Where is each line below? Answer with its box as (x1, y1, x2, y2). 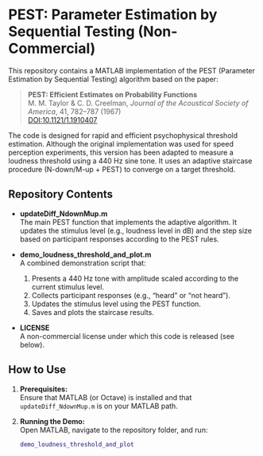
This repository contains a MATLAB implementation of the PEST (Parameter (8, 65, 256, 75)
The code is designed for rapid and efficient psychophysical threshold (8, 130, 238, 140)
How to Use (8, 363, 67, 376)
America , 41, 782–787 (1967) (27, 106, 122, 116)
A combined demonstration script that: (19, 257, 146, 268)
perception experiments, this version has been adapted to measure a (8, 147, 234, 157)
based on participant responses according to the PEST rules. (19, 234, 220, 244)
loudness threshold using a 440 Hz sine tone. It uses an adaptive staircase (8, 155, 253, 165)
